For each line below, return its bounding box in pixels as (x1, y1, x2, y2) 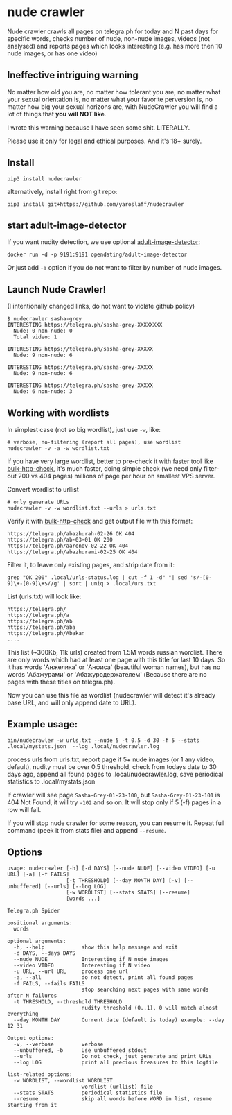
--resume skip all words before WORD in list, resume (13, 1095, 213, 1103)
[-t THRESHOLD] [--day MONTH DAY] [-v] (66, 876, 181, 884)
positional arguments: (7, 919, 73, 926)
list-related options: (7, 1071, 73, 1078)
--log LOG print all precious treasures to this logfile (13, 1059, 218, 1066)
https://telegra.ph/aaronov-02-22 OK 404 (7, 542, 129, 549)
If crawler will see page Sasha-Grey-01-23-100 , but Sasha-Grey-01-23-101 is (7, 790, 220, 799)
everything (7, 1010, 39, 1017)
